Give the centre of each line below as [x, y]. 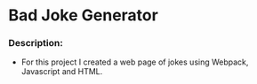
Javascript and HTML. [62, 72]
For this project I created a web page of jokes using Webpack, [135, 62]
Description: [36, 43]
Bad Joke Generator [84, 15]
